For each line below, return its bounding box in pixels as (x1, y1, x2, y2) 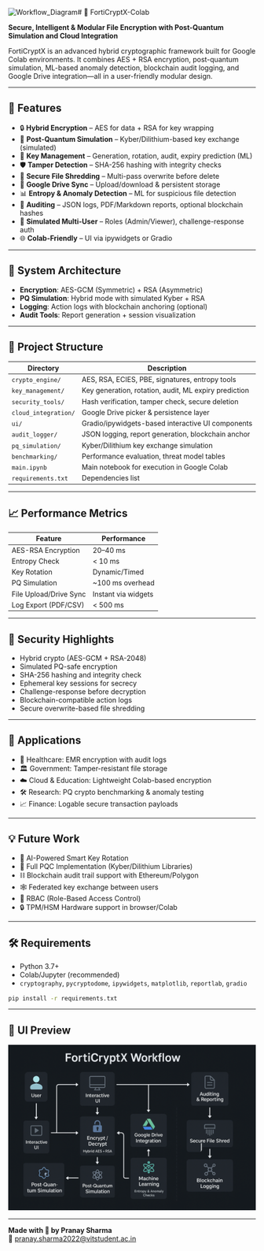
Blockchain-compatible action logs (19, 696, 132, 705)
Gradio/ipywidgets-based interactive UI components (81, 418, 253, 429)
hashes (19, 208, 44, 217)
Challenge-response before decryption (19, 687, 147, 696)
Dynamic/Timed (92, 567, 145, 577)
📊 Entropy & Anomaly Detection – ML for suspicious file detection (19, 188, 236, 198)
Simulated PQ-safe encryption (19, 662, 118, 671)
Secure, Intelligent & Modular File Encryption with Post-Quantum (8, 23, 224, 32)
